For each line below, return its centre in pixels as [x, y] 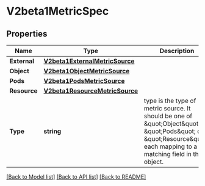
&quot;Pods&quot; [170, 131]
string [52, 131]
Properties [27, 34]
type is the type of [170, 101]
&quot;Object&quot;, [173, 123]
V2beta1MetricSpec [58, 11]
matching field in [168, 154]
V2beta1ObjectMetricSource [87, 71]
